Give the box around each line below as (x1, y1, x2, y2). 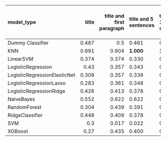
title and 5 (129, 16, 154, 22)
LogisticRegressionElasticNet (7, 72, 76, 78)
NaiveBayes (7, 96, 36, 102)
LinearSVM (7, 55, 34, 62)
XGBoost (7, 128, 28, 135)
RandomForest (7, 104, 42, 110)
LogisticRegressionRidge (7, 88, 66, 94)
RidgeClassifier (7, 112, 43, 118)
